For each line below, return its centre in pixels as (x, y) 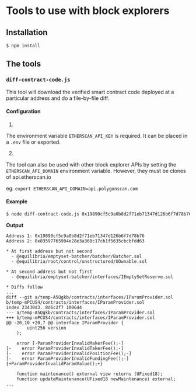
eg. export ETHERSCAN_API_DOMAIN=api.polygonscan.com (72, 188)
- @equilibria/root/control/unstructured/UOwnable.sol (79, 261)
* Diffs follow (24, 287)
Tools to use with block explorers (88, 11)
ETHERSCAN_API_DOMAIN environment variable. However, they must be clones (96, 171)
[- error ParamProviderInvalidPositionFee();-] (69, 353)
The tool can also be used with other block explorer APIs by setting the (91, 164)
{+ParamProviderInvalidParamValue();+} (55, 363)
